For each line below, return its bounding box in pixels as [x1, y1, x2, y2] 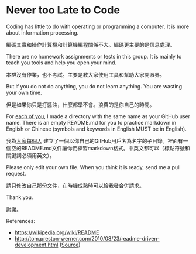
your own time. [6, 89, 42, 96]
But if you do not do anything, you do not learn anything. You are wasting [6, 83, 183, 90]
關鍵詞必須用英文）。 [6, 152, 55, 159]
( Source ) [59, 241, 81, 248]
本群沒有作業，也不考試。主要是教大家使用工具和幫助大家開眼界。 [6, 71, 165, 78]
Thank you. [6, 194, 33, 201]
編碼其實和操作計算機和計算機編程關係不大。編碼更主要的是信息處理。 [6, 41, 176, 48]
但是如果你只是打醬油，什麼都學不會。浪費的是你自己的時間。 [6, 101, 155, 108]
